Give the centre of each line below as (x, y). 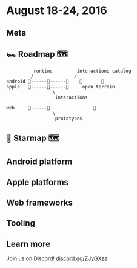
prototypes (69, 119)
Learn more (28, 243)
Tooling (21, 224)
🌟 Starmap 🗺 (33, 138)
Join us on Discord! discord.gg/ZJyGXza (57, 258)
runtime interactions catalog (82, 71)
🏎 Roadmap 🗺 (37, 54)
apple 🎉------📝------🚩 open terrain (61, 87)
